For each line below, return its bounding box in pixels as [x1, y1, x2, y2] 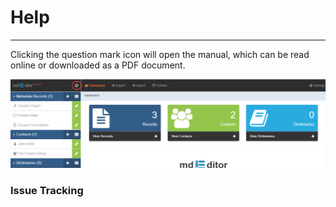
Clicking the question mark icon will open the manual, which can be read [10, 48, 310, 60]
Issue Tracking [10, 184, 84, 198]
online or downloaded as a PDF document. [10, 59, 186, 71]
